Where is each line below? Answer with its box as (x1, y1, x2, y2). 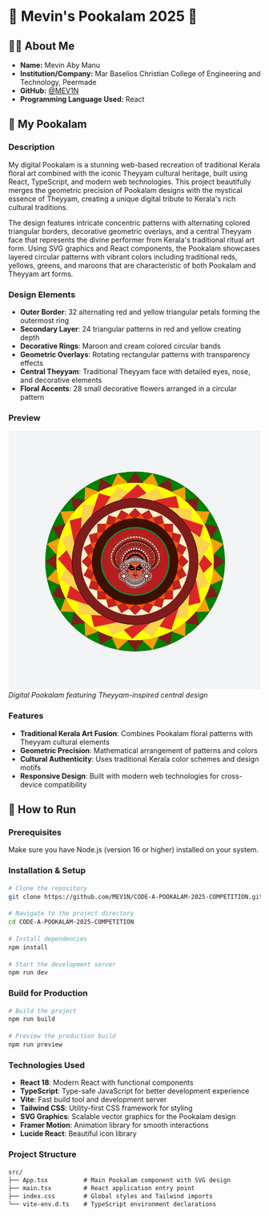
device (19, 779, 42, 789)
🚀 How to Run (8, 803, 77, 816)
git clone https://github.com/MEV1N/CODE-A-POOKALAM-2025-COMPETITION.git (8, 892, 263, 900)
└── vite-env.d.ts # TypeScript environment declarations (8, 1200, 217, 1208)
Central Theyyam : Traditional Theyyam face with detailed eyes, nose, (19, 366, 251, 376)
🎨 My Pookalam (8, 118, 87, 131)
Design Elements (8, 288, 76, 300)
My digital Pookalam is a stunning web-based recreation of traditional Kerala (8, 159, 260, 169)
